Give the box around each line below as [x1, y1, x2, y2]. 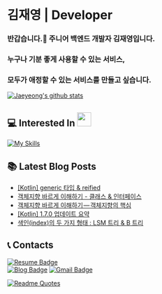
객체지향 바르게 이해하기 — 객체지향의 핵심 [17, 201, 131, 209]
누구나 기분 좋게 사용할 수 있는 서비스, [7, 55, 126, 65]
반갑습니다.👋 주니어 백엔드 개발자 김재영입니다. [7, 34, 156, 44]
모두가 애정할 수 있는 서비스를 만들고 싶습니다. [7, 75, 152, 85]
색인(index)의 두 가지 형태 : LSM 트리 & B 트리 [17, 218, 144, 227]
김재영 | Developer [7, 7, 113, 23]
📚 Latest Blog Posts [7, 160, 96, 173]
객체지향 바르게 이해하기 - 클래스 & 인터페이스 [17, 192, 142, 201]
